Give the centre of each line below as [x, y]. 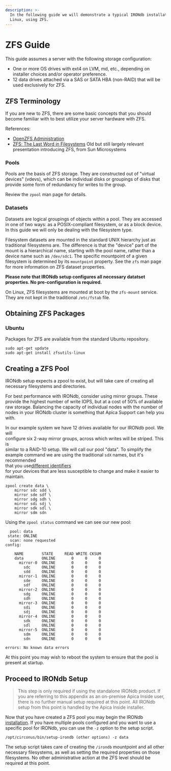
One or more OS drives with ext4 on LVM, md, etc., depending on [81, 69]
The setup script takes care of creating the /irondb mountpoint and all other [85, 747]
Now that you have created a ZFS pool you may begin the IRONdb [74, 717]
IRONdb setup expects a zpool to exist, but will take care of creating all [79, 381]
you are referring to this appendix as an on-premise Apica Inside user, [91, 696]
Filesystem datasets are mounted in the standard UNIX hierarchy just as [80, 239]
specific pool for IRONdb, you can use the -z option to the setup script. [80, 728]
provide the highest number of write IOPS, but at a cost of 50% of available [84, 402]
